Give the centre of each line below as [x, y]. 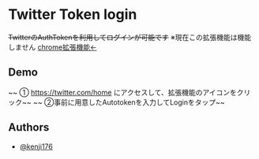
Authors [29, 128]
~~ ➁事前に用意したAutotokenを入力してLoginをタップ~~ [129, 102]
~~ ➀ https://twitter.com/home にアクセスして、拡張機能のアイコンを [122, 92]
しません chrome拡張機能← [53, 47]
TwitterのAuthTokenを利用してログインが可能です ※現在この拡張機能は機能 [129, 37]
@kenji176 [36, 146]
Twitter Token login [73, 15]
